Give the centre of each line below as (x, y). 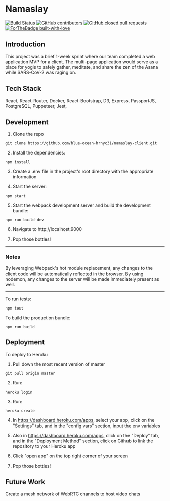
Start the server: (30, 187)
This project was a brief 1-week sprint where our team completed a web (80, 56)
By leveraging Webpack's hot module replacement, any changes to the (79, 268)
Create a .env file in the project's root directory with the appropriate (83, 171)
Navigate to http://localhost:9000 (47, 229)
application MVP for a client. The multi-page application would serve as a (82, 62)
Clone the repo (28, 134)
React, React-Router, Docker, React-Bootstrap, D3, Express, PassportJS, (81, 101)
